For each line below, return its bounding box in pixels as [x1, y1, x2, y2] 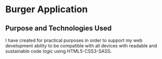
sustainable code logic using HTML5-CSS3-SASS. [5, 48, 112, 54]
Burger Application [5, 4, 88, 15]
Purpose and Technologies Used [5, 24, 112, 33]
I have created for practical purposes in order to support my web [5, 37, 142, 43]
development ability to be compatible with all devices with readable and [5, 43, 157, 49]
